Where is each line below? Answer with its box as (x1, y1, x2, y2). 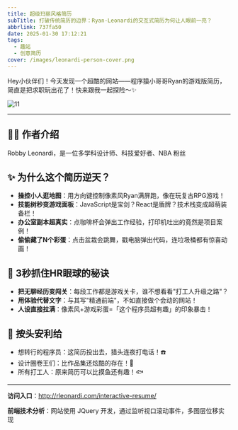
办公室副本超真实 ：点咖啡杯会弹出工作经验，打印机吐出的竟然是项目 (17, 218, 217, 226)
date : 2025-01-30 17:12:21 (7, 30, 87, 37)
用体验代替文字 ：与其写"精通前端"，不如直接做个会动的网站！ (17, 296, 198, 305)
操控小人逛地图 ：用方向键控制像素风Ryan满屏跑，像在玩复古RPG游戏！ (17, 192, 225, 200)
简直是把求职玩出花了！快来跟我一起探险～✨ (7, 86, 137, 94)
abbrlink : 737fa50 (7, 23, 62, 30)
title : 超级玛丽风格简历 (7, 10, 72, 18)
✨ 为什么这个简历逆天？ (7, 171, 111, 183)
